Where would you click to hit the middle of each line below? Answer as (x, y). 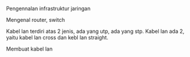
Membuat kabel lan (30, 49)
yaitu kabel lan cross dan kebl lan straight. (57, 37)
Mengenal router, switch (35, 20)
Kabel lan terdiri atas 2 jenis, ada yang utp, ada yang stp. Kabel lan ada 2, (95, 31)
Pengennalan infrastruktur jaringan (48, 9)
